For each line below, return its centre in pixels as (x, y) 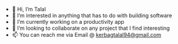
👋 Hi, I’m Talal (29, 9)
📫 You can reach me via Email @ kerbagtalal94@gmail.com (87, 35)
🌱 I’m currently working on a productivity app (68, 22)
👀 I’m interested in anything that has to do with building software (92, 15)
